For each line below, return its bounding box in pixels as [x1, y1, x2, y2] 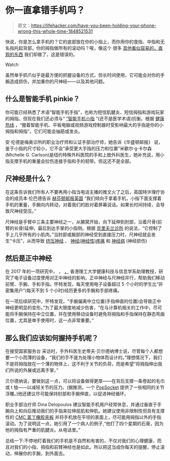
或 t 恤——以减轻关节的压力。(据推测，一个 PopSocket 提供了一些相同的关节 [5, 384, 164, 390]
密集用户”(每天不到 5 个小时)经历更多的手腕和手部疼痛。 [5, 288, 122, 294]
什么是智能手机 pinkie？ [5, 95, 80, 103]
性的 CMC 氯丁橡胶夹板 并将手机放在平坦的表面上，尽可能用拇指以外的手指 [5, 414, 161, 420]
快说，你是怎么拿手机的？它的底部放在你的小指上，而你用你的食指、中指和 [5, 39, 160, 45]
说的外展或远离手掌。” [14, 367, 59, 374]
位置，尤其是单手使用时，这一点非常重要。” [5, 317, 94, 323]
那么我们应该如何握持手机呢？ [5, 333, 99, 342]
